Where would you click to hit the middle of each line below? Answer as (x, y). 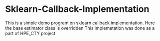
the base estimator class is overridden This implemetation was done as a (80, 28)
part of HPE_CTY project (30, 33)
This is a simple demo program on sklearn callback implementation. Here (80, 23)
